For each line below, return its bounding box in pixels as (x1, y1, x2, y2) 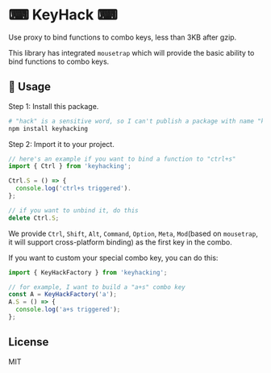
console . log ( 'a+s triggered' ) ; (15, 305, 121, 314)
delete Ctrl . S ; (8, 214, 60, 222)
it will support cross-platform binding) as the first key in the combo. (8, 237, 232, 247)
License (8, 335, 49, 349)
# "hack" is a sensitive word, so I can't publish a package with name (8, 117, 254, 125)
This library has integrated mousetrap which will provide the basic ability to (8, 48, 255, 57)
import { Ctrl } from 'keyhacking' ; (8, 162, 131, 170)
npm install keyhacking (8, 124, 89, 132)
